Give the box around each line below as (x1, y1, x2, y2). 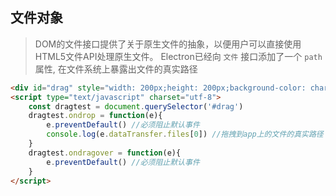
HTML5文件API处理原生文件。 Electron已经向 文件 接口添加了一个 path (34, 50, 323, 62)
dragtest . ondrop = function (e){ (28, 111, 163, 121)
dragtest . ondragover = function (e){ (28, 148, 182, 158)
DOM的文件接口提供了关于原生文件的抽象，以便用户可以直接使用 (34, 38, 302, 50)
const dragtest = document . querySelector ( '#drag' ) (28, 101, 244, 112)
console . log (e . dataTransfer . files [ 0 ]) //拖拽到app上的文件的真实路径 (46, 129, 324, 140)
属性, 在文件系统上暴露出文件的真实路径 (34, 63, 198, 75)
